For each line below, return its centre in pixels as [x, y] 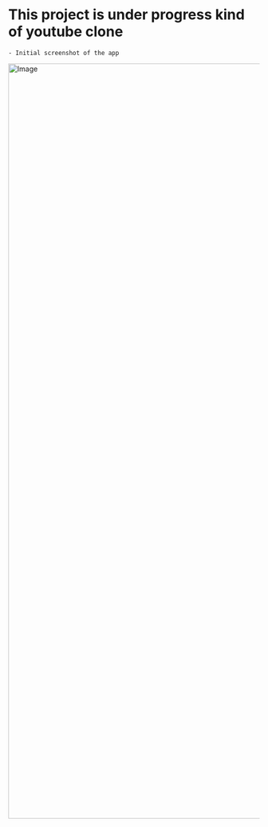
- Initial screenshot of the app [64, 53]
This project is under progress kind [126, 15]
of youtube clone [66, 32]
